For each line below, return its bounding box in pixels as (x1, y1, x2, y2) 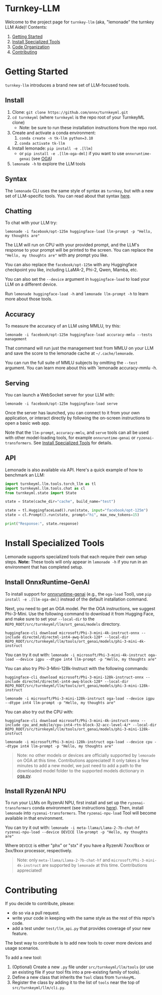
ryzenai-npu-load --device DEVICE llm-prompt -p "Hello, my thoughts (5, 830, 148, 835)
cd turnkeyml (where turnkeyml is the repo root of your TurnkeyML (12, 114, 145, 120)
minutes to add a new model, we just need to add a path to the (16, 762, 142, 768)
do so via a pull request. (12, 910, 60, 916)
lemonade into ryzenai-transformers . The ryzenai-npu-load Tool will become (5, 810, 156, 816)
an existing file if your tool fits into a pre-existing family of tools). (12, 969, 141, 975)
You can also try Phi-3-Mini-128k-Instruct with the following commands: (5, 665, 149, 671)
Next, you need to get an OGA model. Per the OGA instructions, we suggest (5, 605, 156, 611)
